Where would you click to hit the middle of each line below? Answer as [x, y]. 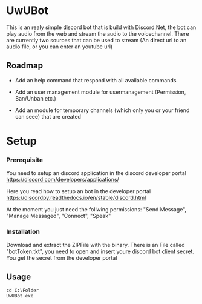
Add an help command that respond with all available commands [96, 80]
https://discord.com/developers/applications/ [63, 180]
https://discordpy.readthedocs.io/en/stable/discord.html [76, 198]
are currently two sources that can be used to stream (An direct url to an [96, 40]
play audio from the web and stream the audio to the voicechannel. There [98, 33]
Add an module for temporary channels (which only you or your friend [102, 110]
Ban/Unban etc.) [35, 98]
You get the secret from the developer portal [62, 257]
